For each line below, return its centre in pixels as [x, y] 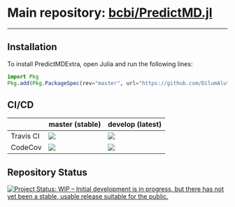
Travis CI [25, 136]
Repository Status [47, 172]
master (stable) [75, 125]
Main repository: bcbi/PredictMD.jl [110, 13]
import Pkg [23, 77]
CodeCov [26, 148]
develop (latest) [135, 125]
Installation [32, 47]
